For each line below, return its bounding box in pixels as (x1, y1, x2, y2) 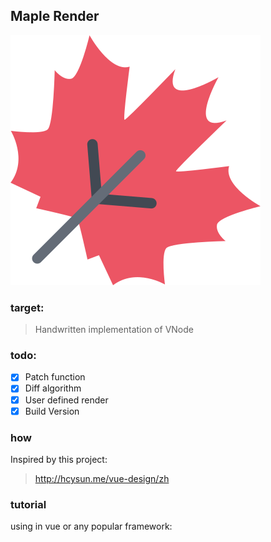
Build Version (24, 405, 80, 417)
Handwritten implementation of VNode (34, 324, 194, 336)
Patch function (24, 371, 86, 383)
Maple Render (10, 8, 100, 25)
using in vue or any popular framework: (10, 520, 173, 533)
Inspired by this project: (10, 453, 108, 465)
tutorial (10, 497, 47, 511)
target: (10, 300, 45, 314)
